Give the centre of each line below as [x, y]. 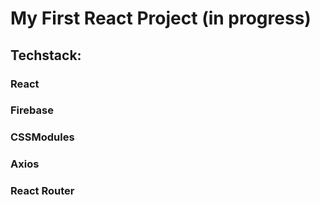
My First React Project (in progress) [161, 18]
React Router [42, 191]
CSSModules [42, 137]
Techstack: [46, 55]
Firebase [32, 110]
